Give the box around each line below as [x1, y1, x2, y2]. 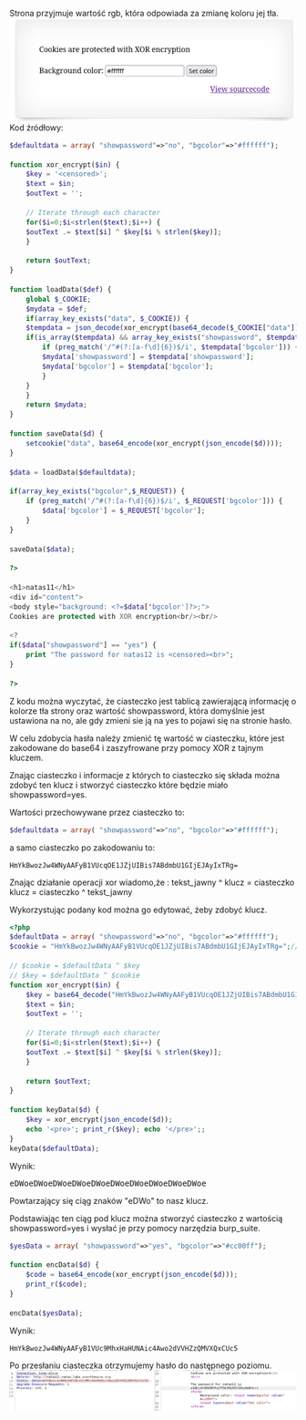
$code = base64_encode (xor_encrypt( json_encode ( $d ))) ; [25, 1271, 239, 1280]
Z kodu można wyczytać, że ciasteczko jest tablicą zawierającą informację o [9, 695, 297, 706]
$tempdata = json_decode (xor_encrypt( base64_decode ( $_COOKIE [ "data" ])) [25, 324, 303, 333]
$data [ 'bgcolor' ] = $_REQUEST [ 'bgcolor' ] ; [42, 506, 206, 516]
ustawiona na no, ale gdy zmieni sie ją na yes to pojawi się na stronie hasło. [9, 715, 293, 725]
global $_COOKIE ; [25, 294, 92, 304]
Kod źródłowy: [9, 122, 64, 133]
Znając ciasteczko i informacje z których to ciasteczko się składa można [9, 769, 280, 780]
